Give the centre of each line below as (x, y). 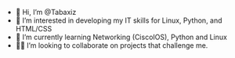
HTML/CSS (34, 29)
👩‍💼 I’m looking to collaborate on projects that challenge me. (112, 45)
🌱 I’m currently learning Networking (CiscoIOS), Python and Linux (121, 37)
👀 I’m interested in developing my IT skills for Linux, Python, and (119, 20)
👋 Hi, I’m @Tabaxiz (46, 12)
